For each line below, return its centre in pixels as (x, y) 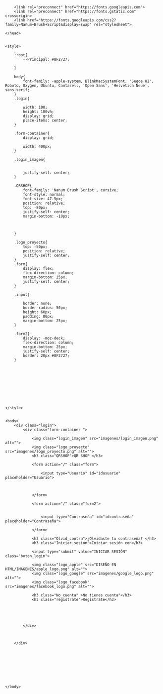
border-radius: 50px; (45, 308)
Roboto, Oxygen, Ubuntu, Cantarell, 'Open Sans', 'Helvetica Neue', (77, 86)
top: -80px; (35, 208)
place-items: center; (45, 120)
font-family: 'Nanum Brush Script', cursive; (71, 190)
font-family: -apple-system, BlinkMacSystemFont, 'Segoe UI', (88, 81)
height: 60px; (37, 312)
